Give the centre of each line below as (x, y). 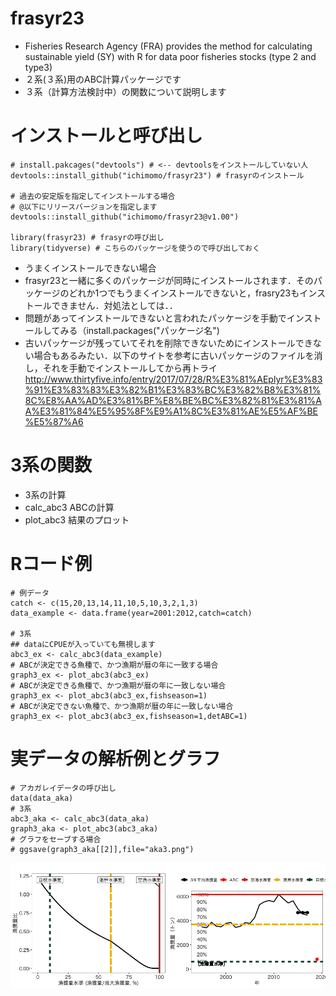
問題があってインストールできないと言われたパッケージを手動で (155, 318)
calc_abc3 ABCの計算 (69, 507)
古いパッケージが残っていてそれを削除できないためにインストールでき (168, 343)
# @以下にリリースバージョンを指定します (84, 207)
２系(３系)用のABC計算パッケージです (103, 79)
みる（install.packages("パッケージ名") (139, 330)
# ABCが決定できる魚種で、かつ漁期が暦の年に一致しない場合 (118, 685)
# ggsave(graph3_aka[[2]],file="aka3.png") (102, 849)
